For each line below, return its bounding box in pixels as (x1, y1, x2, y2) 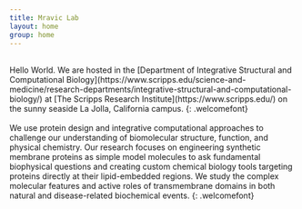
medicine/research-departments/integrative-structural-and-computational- (9, 84, 292, 95)
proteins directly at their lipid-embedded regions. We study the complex (9, 171, 279, 182)
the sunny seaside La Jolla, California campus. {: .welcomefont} (9, 104, 248, 114)
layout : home (9, 22, 59, 31)
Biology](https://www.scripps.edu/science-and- (66, 75, 247, 85)
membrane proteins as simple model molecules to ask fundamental (9, 152, 261, 163)
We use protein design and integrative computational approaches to (9, 123, 264, 134)
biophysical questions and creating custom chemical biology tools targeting (9, 161, 293, 173)
